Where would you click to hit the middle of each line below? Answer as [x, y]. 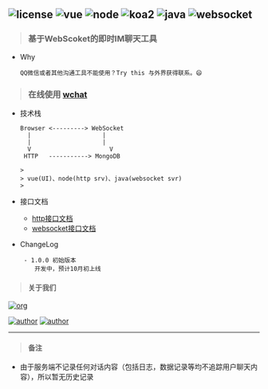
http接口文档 [52, 218]
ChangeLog [39, 244]
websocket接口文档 [64, 228]
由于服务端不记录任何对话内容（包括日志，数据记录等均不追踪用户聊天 [135, 367]
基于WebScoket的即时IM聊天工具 [93, 39]
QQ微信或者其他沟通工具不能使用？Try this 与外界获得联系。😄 [111, 73]
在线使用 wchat [57, 94]
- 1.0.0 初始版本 [50, 260]
